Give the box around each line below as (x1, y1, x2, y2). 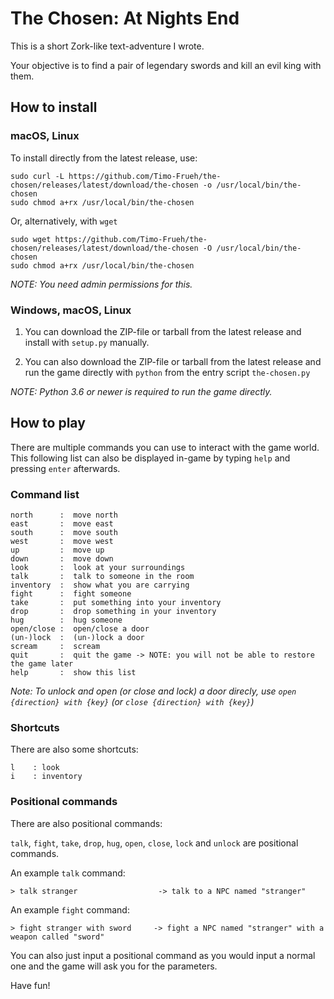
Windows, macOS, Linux (10, 303, 132, 317)
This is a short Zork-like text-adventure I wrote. (10, 40, 205, 52)
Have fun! (10, 979, 51, 991)
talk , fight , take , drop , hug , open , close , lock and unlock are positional (10, 837, 299, 849)
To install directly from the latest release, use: (10, 152, 198, 164)
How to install (10, 99, 98, 116)
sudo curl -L (10, 171, 65, 181)
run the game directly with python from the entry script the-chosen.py (24, 366, 311, 378)
